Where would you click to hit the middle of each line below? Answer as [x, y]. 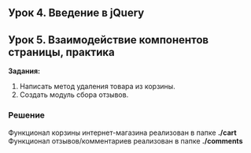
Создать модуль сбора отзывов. [74, 95]
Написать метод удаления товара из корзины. [97, 87]
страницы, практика [62, 52]
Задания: [24, 71]
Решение [27, 115]
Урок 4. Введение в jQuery [76, 13]
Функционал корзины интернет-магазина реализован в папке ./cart [123, 132]
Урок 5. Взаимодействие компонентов [109, 40]
